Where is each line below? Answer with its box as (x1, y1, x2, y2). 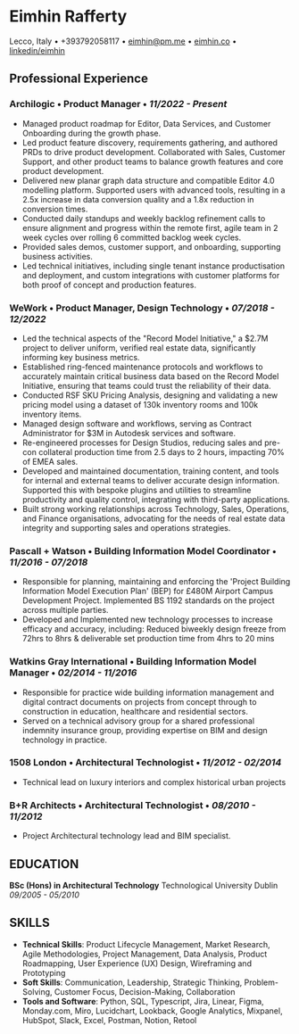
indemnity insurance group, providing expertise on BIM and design (21, 724, 268, 735)
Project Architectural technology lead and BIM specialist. (21, 831, 231, 841)
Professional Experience (9, 71, 149, 87)
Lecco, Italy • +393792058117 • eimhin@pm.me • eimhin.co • (9, 36, 237, 46)
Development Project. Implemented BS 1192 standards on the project (21, 595, 275, 606)
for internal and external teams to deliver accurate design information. (21, 475, 280, 485)
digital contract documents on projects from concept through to (21, 696, 257, 707)
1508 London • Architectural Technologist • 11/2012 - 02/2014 (9, 757, 282, 769)
